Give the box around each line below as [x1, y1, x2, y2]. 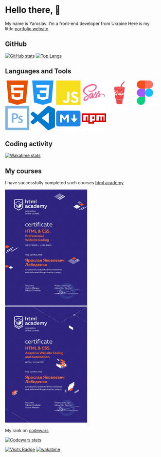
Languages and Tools [5, 67, 72, 75]
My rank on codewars [5, 428, 49, 434]
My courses [5, 167, 42, 175]
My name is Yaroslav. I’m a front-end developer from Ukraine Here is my [5, 21, 150, 26]
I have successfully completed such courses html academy [5, 180, 124, 186]
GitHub [5, 40, 27, 48]
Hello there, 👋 [5, 4, 61, 16]
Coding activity [5, 139, 53, 148]
